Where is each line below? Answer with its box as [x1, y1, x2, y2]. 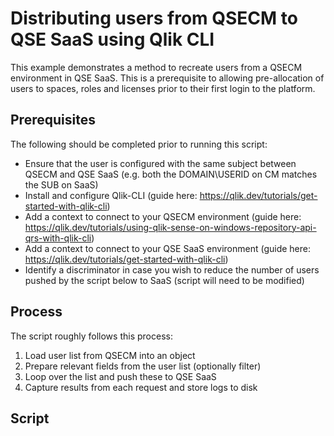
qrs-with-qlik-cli [24, 232, 92, 244]
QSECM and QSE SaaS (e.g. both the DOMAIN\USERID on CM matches [24, 168, 318, 180]
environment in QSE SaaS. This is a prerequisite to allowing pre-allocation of [10, 72, 325, 84]
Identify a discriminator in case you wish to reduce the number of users [24, 263, 320, 276]
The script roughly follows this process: [10, 330, 173, 342]
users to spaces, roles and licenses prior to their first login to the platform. [10, 82, 316, 94]
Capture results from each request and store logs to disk [24, 381, 258, 393]
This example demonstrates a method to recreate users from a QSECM [10, 61, 303, 73]
